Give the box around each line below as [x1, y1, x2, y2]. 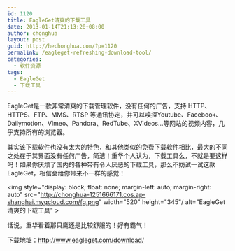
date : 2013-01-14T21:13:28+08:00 [7, 23, 105, 30]
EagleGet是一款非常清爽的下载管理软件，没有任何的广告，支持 [7, 102, 187, 110]
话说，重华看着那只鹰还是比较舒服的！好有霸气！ [7, 221, 148, 229]
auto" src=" [7, 190, 41, 199]
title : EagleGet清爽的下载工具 [7, 17, 91, 24]
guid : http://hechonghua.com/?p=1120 [7, 43, 117, 50]
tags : [7, 69, 23, 76]
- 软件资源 [13, 62, 41, 69]
